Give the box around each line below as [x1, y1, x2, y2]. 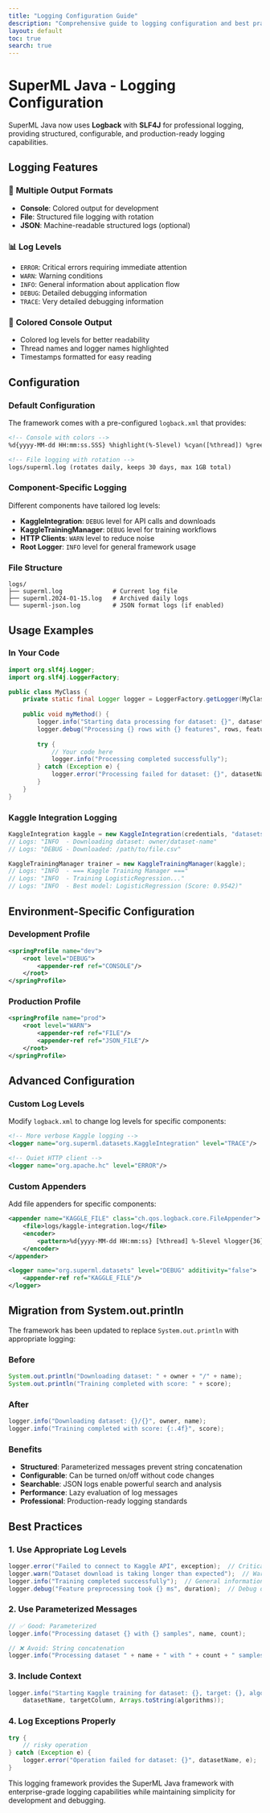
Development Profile [8, 929, 91, 940]
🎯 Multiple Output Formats [8, 185, 114, 196]
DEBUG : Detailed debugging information [19, 288, 147, 298]
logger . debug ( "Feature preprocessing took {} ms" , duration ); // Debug [8, 1585, 257, 1593]
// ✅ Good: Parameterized [8, 1622, 96, 1630]
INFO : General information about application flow [19, 280, 181, 289]
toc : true [8, 34, 42, 43]
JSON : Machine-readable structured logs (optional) [19, 220, 191, 230]
